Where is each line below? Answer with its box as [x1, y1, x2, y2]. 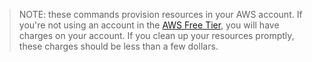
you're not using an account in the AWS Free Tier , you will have [18, 19, 280, 31]
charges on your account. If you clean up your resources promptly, [18, 30, 295, 41]
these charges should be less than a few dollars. [18, 40, 219, 52]
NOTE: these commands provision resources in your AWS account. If [18, 9, 303, 20]
